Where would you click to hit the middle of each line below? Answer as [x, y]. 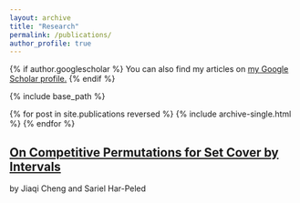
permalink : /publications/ [61, 35]
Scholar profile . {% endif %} [62, 79]
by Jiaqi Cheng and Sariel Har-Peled [78, 188]
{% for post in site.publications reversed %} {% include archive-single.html [150, 114]
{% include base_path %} [57, 96]
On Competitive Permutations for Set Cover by [144, 152]
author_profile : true [51, 43]
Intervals [35, 166]
